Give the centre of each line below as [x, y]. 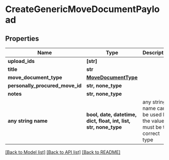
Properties [22, 38]
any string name [28, 121]
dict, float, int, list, [108, 121]
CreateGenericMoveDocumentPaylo [82, 9]
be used [152, 114]
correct [151, 133]
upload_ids [21, 61]
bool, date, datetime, [111, 114]
